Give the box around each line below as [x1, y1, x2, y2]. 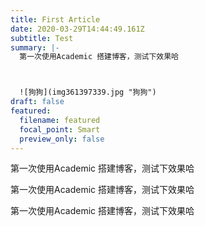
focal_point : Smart [19, 124, 101, 135]
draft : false [10, 97, 65, 107]
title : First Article [10, 14, 101, 25]
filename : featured [19, 115, 101, 125]
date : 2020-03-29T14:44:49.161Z [10, 24, 145, 34]
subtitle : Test [10, 33, 74, 43]
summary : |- [10, 42, 60, 53]
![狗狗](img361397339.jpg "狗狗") [19, 87, 157, 98]
